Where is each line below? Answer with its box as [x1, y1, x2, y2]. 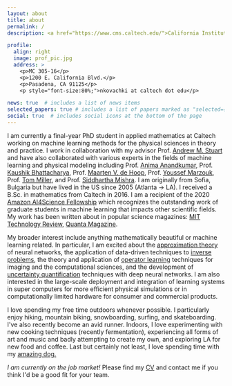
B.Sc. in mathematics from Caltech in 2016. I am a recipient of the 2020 [7, 190, 210, 198]
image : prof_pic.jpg [13, 55, 72, 62]
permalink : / [7, 23, 45, 30]
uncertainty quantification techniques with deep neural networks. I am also [7, 270, 220, 278]
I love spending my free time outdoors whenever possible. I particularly [7, 306, 210, 314]
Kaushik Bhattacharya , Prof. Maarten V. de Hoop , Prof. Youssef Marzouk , [7, 168, 215, 177]
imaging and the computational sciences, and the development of [7, 263, 194, 271]
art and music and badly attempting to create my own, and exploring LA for [7, 335, 221, 343]
